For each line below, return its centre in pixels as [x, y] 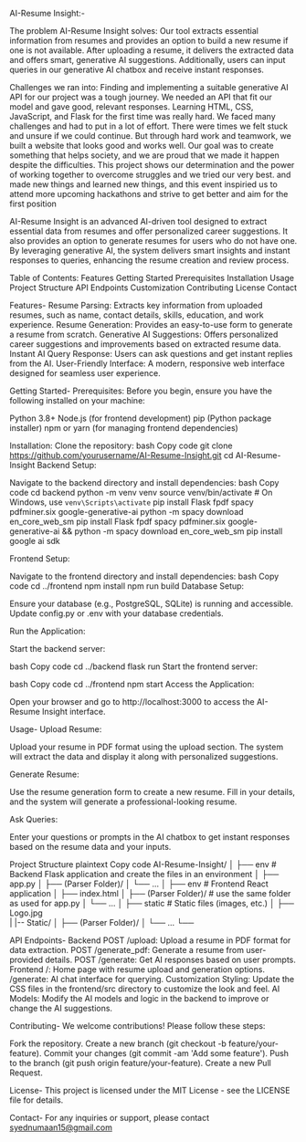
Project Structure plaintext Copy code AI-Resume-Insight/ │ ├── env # [143, 864]
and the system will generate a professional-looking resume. [123, 801]
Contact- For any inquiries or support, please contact [110, 1118]
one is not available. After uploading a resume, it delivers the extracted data [152, 50]
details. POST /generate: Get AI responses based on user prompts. [171, 959]
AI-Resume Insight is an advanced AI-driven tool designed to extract [138, 221]
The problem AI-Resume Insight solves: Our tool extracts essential [134, 31]
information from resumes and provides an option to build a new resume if [149, 41]
